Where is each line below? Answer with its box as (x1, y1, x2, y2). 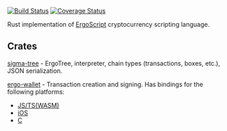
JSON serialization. (7, 67, 63, 75)
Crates (7, 41, 37, 53)
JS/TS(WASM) (17, 101, 60, 109)
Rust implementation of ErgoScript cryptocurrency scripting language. (7, 20, 210, 28)
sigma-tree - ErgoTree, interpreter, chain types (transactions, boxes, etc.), (7, 59, 221, 67)
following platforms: (7, 88, 65, 96)
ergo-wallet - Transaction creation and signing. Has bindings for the (7, 80, 203, 88)
